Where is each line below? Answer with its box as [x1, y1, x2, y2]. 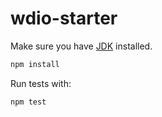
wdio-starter [10, 7, 118, 30]
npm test [10, 97, 47, 107]
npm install [10, 59, 60, 69]
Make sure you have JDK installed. [10, 40, 153, 52]
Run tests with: [10, 77, 72, 89]
